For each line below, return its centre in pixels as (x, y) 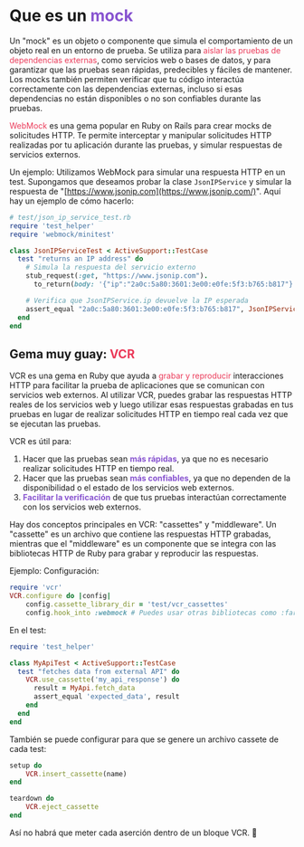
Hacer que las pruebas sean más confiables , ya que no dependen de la (157, 478)
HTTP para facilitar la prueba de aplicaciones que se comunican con (137, 385)
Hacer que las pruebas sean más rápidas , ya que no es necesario (145, 459)
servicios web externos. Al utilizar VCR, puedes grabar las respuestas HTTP (151, 395)
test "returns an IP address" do (81, 259)
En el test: (28, 630)
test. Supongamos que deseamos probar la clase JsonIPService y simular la (151, 181)
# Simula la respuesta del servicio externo (111, 268)
